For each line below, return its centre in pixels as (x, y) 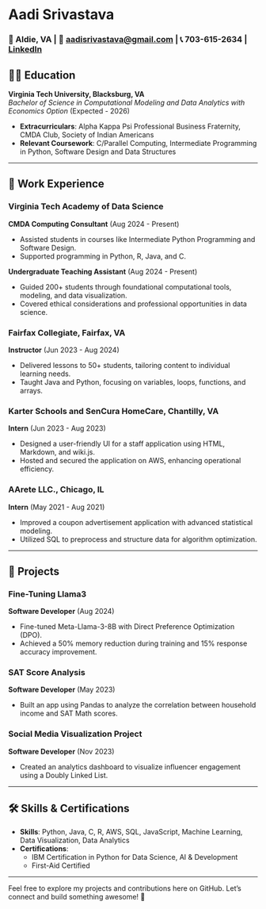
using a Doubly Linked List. (64, 775)
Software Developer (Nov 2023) (61, 751)
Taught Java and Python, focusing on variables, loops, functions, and (133, 382)
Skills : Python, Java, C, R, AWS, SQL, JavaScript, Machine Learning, (131, 831)
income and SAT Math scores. (68, 713)
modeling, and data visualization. (74, 295)
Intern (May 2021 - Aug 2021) (57, 507)
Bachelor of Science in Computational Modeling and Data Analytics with (127, 102)
